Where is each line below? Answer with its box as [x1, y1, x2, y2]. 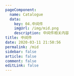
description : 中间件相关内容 [14, 30, 69, 35]
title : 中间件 [5, 35, 32, 40]
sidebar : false [5, 49, 37, 54]
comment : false [5, 58, 37, 63]
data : [9, 16, 21, 21]
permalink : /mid [5, 44, 39, 49]
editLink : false [5, 63, 39, 68]
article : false [5, 53, 37, 59]
